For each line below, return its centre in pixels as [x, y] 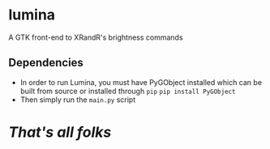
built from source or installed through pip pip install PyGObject [128, 91]
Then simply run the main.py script [78, 100]
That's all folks [60, 132]
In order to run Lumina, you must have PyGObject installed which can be [141, 82]
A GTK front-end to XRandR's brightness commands [96, 37]
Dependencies [46, 63]
